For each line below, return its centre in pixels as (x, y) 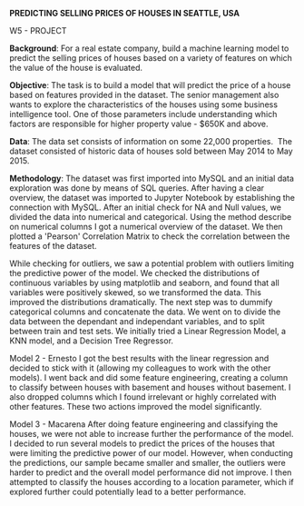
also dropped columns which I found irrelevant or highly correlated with (143, 397)
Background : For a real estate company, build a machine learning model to (149, 48)
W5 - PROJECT (38, 30)
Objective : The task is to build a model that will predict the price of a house (150, 85)
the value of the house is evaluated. (76, 68)
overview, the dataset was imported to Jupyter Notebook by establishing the (152, 198)
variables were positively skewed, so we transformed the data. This (135, 293)
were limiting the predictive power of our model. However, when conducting (151, 453)
